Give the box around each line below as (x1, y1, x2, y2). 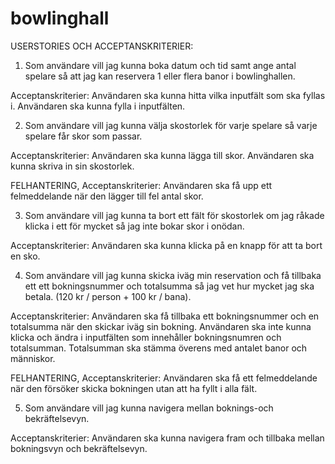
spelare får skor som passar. (24, 130, 143, 142)
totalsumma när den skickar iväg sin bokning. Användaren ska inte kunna (10, 320, 312, 332)
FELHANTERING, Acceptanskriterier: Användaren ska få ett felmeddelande (10, 372, 318, 384)
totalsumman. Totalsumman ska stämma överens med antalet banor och (10, 342, 308, 354)
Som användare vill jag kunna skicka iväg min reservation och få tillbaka (24, 269, 322, 281)
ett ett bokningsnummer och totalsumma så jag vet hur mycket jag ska (24, 280, 315, 292)
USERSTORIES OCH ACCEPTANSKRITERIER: (10, 40, 194, 52)
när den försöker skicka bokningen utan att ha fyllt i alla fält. (10, 382, 258, 394)
